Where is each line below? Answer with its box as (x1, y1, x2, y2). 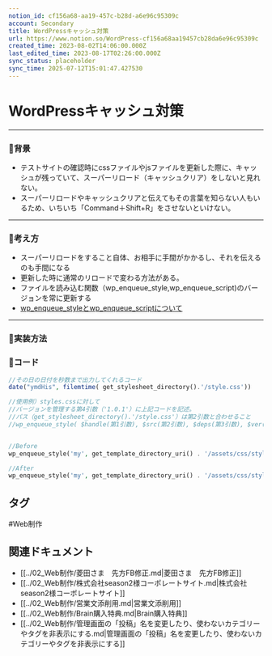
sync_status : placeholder (8, 57, 96, 66)
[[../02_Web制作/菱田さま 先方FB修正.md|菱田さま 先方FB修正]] (19, 568, 242, 578)
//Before (8, 442, 38, 450)
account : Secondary (8, 19, 74, 28)
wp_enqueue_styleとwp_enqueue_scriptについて (19, 303, 183, 313)
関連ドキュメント (8, 545, 94, 559)
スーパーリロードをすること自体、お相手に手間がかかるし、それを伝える (19, 252, 261, 263)
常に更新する (48, 293, 91, 303)
